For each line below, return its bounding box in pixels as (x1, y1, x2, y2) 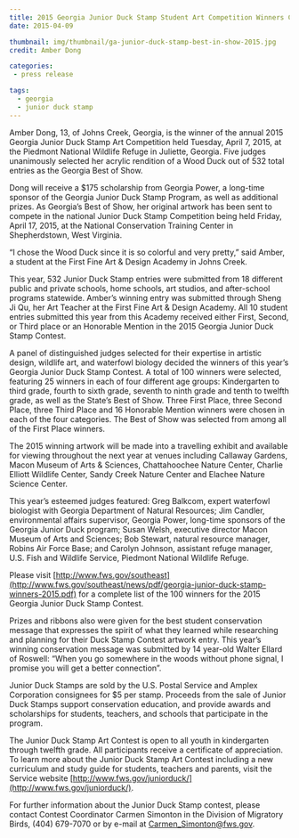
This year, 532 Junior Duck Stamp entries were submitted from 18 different (9, 273, 283, 284)
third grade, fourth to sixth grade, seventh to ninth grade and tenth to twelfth (9, 385, 289, 396)
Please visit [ (9, 569, 56, 580)
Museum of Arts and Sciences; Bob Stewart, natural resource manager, (9, 533, 271, 544)
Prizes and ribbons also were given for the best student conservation (9, 615, 263, 626)
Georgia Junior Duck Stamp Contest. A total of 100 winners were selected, (9, 366, 282, 377)
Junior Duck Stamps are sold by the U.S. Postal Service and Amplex (9, 679, 258, 690)
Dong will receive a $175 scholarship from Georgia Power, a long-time (9, 182, 265, 192)
